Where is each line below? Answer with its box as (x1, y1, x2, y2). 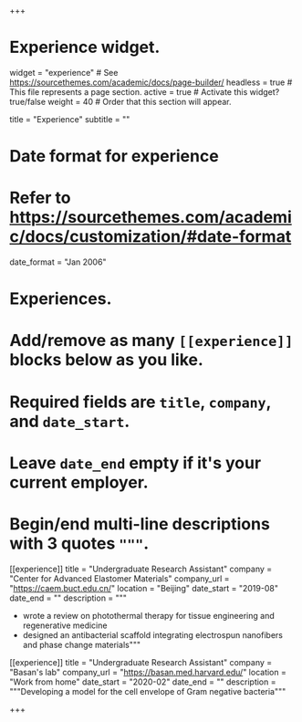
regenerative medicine (22, 620, 108, 631)
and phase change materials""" (22, 639, 141, 650)
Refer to (9, 188, 71, 208)
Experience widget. (9, 37, 161, 58)
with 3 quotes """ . (9, 533, 150, 553)
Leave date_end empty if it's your (9, 453, 262, 473)
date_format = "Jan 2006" (9, 256, 107, 267)
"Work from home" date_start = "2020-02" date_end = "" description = (9, 676, 276, 687)
